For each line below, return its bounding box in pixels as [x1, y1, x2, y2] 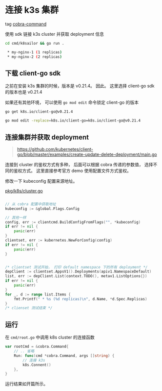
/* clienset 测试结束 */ [5, 306, 53, 311]
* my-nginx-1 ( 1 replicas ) [7, 49, 62, 54]
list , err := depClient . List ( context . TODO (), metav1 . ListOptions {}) [5, 274, 147, 279]
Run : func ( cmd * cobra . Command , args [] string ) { [14, 353, 115, 358]
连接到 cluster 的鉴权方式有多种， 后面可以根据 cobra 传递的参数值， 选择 [5, 161, 153, 167]
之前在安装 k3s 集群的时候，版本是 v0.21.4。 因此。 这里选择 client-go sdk [5, 83, 155, 89]
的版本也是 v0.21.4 [5, 89, 42, 95]
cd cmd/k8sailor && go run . [5, 41, 64, 46]
